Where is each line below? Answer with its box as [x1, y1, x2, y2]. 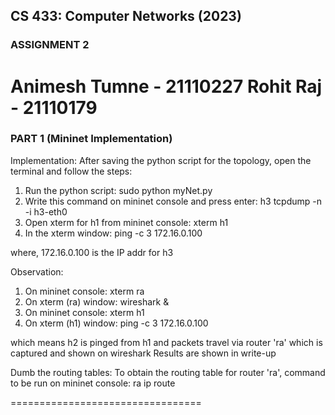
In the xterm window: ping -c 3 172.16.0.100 [24, 227, 203, 239]
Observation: [10, 265, 64, 278]
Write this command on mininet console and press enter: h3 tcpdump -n [24, 195, 323, 207]
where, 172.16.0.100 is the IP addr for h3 [10, 246, 174, 258]
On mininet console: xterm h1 [24, 306, 145, 318]
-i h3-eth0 [24, 205, 68, 218]
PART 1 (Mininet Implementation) [10, 132, 173, 146]
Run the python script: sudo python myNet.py [24, 184, 213, 196]
